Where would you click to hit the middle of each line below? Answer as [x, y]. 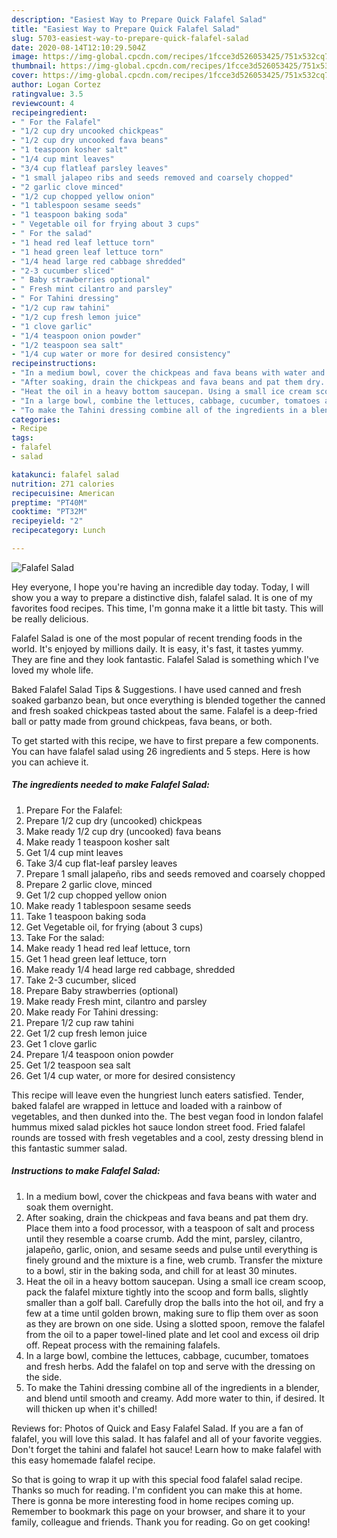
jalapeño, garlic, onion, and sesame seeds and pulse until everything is [171, 1249]
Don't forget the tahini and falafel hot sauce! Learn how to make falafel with [166, 1449]
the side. [44, 1377]
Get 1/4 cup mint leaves [74, 852]
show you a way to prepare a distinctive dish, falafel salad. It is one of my [162, 597]
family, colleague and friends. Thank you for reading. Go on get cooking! [161, 1522]
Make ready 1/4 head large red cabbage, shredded [130, 969]
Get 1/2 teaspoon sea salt [78, 1065]
